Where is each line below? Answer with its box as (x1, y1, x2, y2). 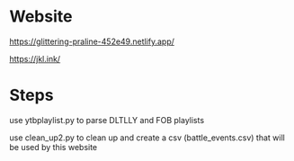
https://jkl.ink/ (9, 53, 61, 64)
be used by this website (9, 141, 98, 152)
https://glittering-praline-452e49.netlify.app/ (9, 36, 175, 47)
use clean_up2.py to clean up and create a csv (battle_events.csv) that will (9, 132, 285, 143)
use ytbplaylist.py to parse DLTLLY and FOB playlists (9, 114, 205, 125)
